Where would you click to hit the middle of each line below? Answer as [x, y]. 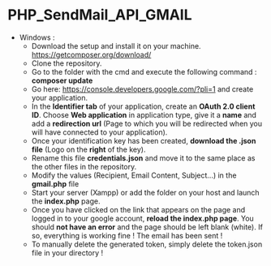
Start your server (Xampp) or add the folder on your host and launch [146, 192]
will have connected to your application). [99, 132]
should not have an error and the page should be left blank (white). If [147, 227]
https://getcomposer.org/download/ [91, 54]
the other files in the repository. [84, 166]
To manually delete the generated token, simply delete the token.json [147, 244]
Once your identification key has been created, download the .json [144, 140]
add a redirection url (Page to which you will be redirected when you [147, 123]
